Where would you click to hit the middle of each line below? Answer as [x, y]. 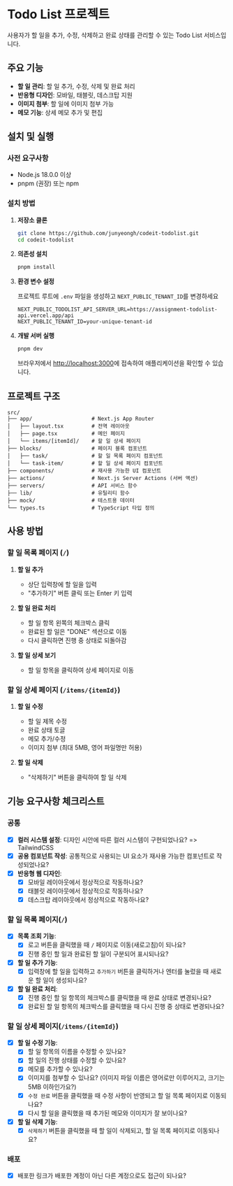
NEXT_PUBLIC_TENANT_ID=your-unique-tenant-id [84, 322]
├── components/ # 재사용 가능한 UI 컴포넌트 [84, 471]
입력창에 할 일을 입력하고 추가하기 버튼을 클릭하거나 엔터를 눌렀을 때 [118, 971]
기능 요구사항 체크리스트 [56, 802]
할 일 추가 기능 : [37, 962]
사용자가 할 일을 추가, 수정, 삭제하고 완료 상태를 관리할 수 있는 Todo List [105, 35]
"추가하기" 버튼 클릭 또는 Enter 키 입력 [80, 593]
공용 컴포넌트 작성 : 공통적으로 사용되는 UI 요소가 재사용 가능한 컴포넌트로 [116, 856]
